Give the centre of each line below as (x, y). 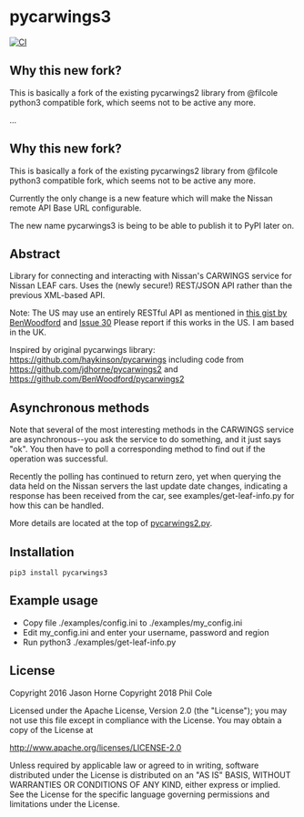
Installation (42, 552)
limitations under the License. (65, 803)
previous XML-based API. (57, 295)
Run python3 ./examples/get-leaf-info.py (99, 642)
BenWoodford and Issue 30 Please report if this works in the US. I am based (152, 323)
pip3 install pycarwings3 (58, 573)
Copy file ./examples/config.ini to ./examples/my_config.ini (132, 623)
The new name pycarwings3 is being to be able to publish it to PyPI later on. (152, 225)
